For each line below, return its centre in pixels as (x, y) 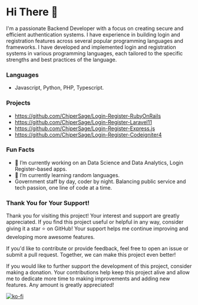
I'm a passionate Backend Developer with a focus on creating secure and (95, 28)
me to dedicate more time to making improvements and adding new (88, 279)
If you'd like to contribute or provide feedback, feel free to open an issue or (97, 248)
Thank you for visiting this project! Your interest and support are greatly (93, 216)
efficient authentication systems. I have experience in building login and (93, 34)
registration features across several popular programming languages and (95, 41)
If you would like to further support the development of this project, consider (99, 266)
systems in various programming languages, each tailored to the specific (95, 53)
